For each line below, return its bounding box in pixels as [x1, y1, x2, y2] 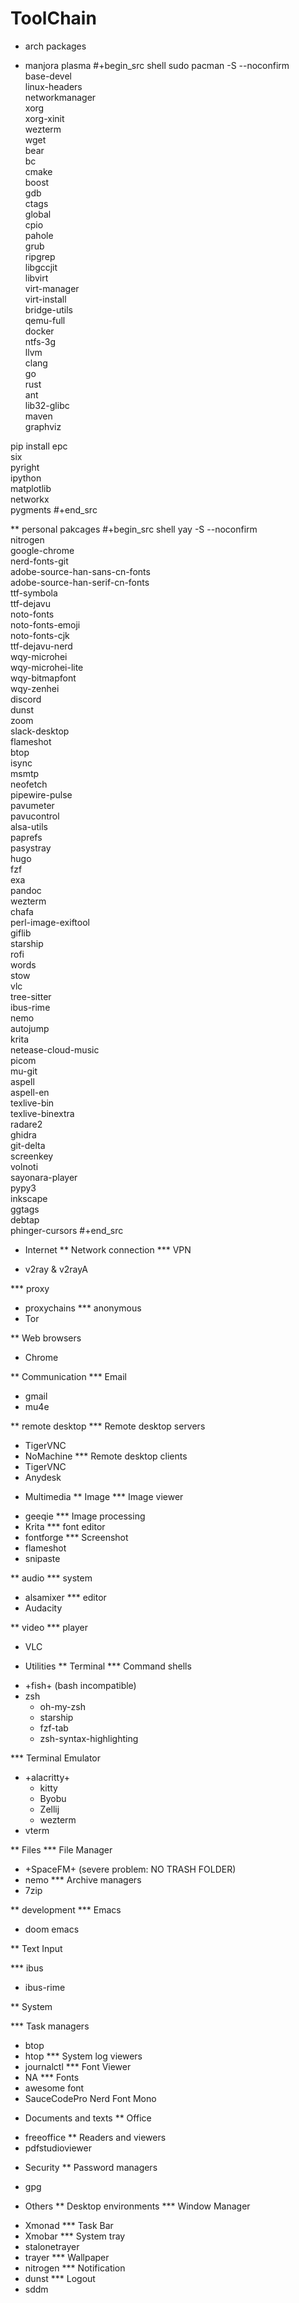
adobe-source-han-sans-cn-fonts [10, 565, 151, 577]
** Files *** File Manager [10, 1843, 113, 1856]
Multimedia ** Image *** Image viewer [24, 1490, 184, 1502]
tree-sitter [10, 990, 52, 1002]
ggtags [10, 1203, 40, 1215]
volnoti [10, 1160, 39, 1172]
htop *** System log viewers [24, 2050, 143, 2062]
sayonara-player [10, 1171, 78, 1183]
